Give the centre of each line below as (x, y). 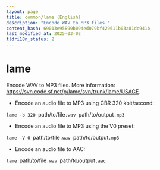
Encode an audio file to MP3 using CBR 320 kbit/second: (84, 103)
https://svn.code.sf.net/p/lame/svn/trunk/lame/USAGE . (73, 91)
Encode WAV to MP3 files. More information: (61, 85)
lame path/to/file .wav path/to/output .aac (56, 160)
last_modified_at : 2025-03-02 (44, 34)
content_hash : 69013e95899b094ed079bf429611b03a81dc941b (78, 28)
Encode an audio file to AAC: (50, 149)
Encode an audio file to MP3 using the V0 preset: (75, 126)
